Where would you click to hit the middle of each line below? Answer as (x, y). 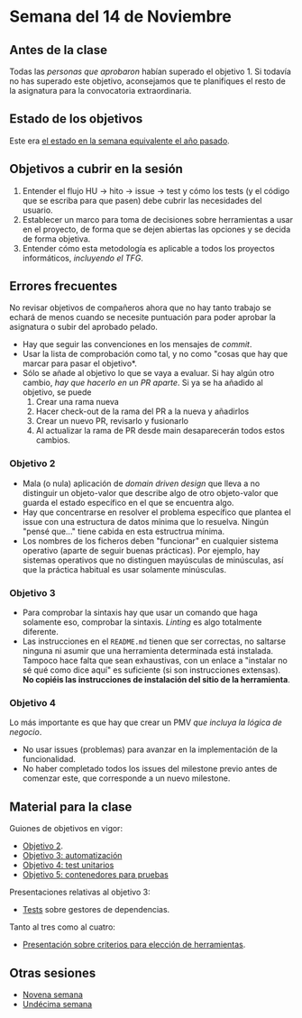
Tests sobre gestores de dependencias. (96, 910)
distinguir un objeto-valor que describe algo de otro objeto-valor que (150, 492)
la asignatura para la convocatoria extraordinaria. (101, 91)
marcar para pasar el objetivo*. (79, 363)
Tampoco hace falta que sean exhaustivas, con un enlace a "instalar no (155, 661)
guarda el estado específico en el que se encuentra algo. (128, 502)
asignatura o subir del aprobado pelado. (83, 327)
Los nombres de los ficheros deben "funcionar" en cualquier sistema (151, 541)
